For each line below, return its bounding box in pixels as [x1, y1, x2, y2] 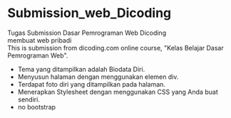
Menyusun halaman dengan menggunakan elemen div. [17, 73, 179, 81]
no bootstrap [17, 102, 56, 111]
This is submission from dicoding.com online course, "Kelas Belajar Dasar [7, 43, 224, 52]
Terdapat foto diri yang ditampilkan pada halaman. [17, 80, 166, 88]
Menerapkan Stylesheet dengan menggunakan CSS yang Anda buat [17, 87, 219, 96]
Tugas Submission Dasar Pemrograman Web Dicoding [7, 28, 166, 37]
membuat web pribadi [7, 36, 72, 44]
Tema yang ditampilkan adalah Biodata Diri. [17, 65, 145, 73]
